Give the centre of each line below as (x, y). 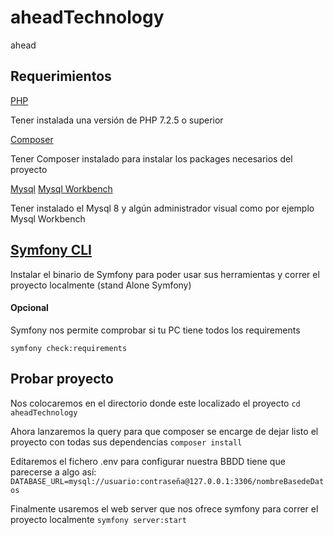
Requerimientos (61, 76)
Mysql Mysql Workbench (61, 188)
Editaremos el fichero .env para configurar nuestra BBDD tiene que (148, 461)
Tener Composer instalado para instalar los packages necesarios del (151, 158)
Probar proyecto (62, 379)
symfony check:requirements (69, 348)
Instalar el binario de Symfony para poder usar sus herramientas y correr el (165, 274)
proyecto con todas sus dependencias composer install (126, 442)
